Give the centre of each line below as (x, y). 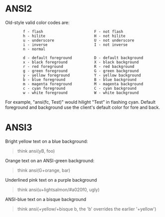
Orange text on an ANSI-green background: (50, 161)
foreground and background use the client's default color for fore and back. (83, 107)
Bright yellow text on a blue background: (46, 141)
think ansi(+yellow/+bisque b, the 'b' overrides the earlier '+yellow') (87, 209)
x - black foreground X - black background (81, 62)
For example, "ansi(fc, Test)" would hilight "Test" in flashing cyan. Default (80, 102)
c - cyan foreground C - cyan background (80, 88)
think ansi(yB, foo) (36, 151)
